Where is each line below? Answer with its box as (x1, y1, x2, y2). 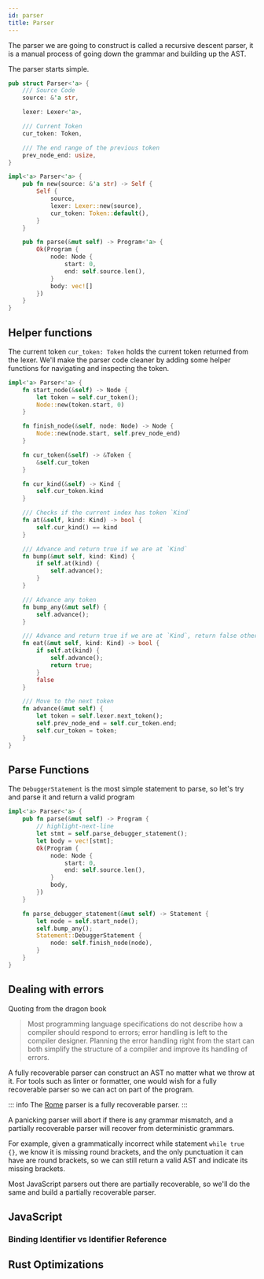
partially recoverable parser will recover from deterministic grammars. (8, 1123, 235, 1133)
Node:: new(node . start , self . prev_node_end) (36, 430, 181, 438)
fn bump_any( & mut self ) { (22, 603, 108, 611)
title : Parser (8, 19, 55, 27)
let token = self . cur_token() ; (36, 393, 139, 402)
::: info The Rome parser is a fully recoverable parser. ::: (8, 1099, 189, 1109)
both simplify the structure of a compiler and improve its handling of (27, 1044, 248, 1054)
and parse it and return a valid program (8, 792, 135, 802)
